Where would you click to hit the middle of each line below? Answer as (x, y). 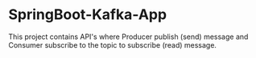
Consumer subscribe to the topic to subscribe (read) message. (113, 44)
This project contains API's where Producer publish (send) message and (128, 37)
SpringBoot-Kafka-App (88, 15)
